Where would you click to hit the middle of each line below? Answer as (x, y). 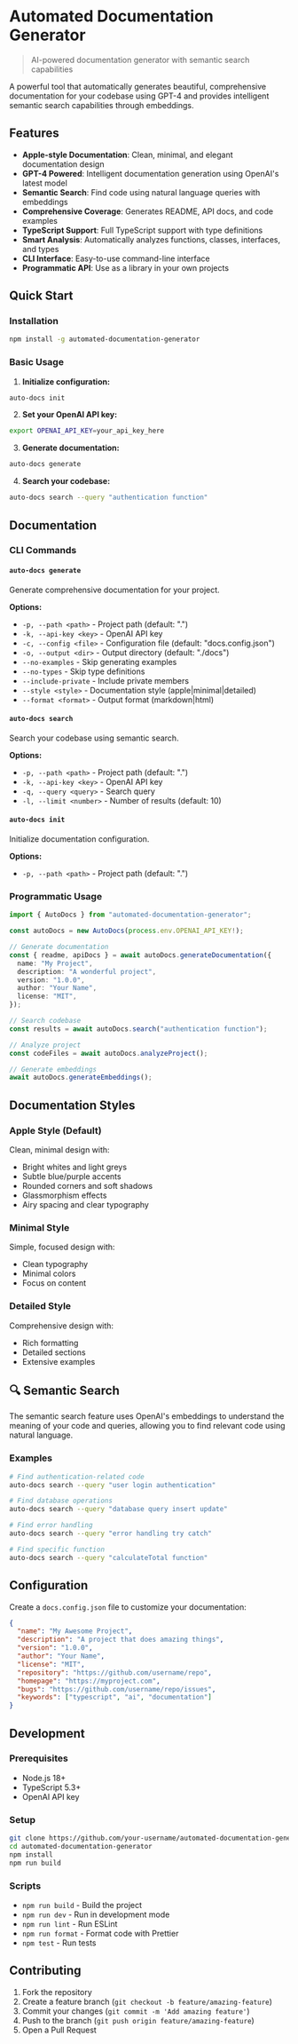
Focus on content (54, 1283)
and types (40, 249)
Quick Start (41, 296)
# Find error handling (51, 1525)
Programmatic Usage (56, 896)
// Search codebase (45, 1021)
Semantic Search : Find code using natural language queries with (141, 192)
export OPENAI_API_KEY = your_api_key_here (87, 431)
